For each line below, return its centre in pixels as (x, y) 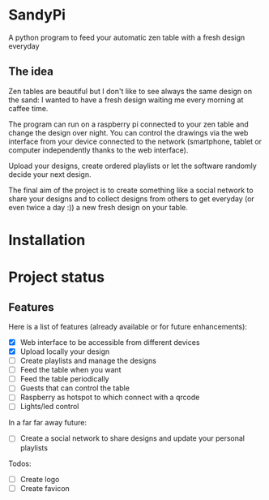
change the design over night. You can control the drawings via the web (128, 132)
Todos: (20, 463)
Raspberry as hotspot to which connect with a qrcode (110, 397)
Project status (57, 277)
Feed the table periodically (64, 379)
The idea (31, 72)
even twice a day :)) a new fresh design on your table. (98, 207)
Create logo (40, 479)
